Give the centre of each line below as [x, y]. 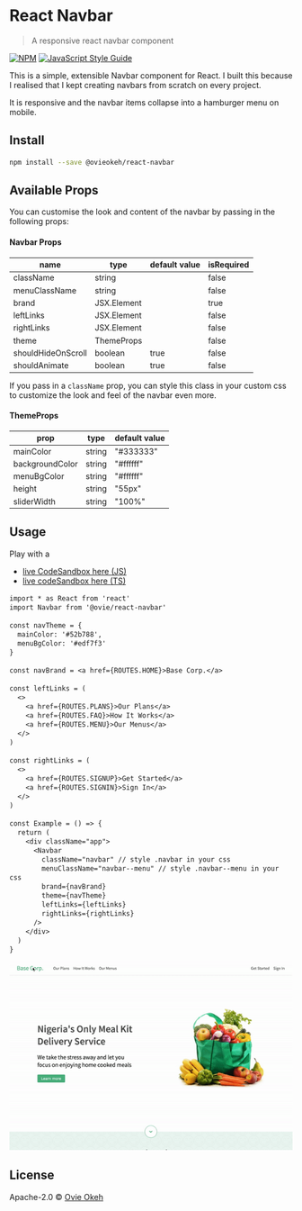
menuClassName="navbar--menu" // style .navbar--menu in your [160, 868]
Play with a [30, 554]
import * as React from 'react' [70, 598]
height [25, 489]
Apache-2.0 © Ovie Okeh [56, 1197]
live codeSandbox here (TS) [74, 581]
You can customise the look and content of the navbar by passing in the [142, 212]
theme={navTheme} [74, 895]
